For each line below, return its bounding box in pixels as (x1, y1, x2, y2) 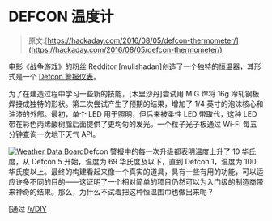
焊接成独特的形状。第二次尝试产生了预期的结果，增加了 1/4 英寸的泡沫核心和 (8, 99, 264, 108)
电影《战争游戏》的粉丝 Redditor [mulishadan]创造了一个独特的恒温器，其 (8, 62, 255, 71)
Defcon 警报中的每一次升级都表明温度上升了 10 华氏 (83, 147, 257, 156)
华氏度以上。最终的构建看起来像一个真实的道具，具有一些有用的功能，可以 (8, 167, 257, 176)
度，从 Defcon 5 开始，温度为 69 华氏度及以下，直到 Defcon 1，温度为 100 (8, 156, 257, 166)
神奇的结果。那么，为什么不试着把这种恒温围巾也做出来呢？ (15, 187, 215, 197)
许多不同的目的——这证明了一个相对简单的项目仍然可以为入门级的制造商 (15, 176, 257, 186)
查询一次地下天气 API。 (22, 129, 100, 138)
